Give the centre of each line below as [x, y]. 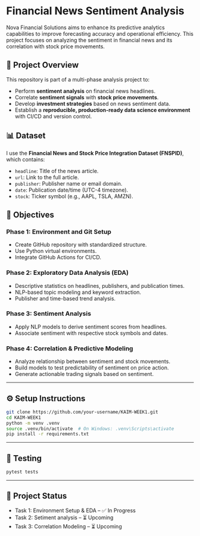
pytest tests [22, 472]
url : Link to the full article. [47, 177]
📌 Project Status [37, 496]
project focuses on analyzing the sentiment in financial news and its [89, 40]
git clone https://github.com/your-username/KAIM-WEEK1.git [82, 412]
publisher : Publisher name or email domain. [68, 183]
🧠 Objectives [30, 214]
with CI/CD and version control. [53, 116]
